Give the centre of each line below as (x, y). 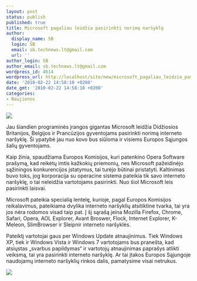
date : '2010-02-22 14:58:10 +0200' (50, 83)
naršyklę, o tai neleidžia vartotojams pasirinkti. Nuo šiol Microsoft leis (90, 182)
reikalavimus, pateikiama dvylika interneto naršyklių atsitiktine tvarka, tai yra (98, 206)
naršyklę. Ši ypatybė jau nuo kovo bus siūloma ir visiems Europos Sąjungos (97, 139)
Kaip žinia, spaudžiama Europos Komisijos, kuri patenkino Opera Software (95, 157)
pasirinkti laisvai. (26, 188)
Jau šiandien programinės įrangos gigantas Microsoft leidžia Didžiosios (92, 126)
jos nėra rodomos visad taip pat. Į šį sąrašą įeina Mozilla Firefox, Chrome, (94, 212)
